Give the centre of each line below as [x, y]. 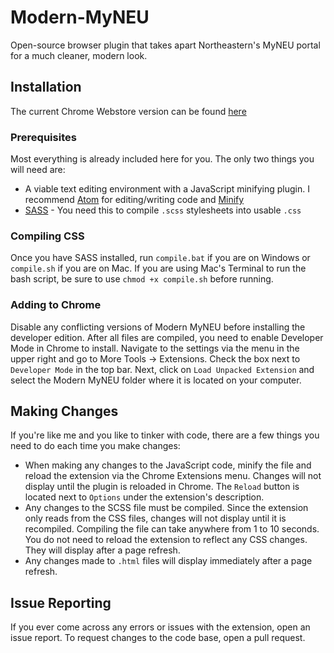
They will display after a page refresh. [102, 550]
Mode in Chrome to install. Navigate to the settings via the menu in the [155, 348]
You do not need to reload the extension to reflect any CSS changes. [166, 540]
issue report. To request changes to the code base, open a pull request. [158, 638]
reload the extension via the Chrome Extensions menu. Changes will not [173, 476]
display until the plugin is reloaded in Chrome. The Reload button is [162, 487]
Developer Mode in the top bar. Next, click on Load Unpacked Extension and [162, 369]
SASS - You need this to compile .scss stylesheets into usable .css [163, 210]
